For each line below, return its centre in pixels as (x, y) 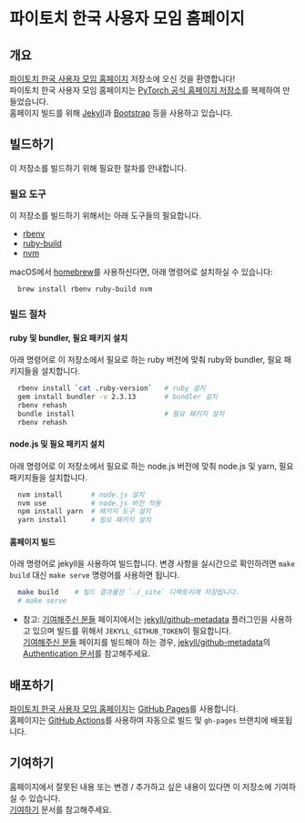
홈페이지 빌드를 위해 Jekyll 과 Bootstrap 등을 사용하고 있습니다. (121, 113)
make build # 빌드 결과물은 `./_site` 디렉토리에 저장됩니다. (129, 592)
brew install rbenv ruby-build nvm (85, 289)
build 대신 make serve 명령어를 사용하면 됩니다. (95, 575)
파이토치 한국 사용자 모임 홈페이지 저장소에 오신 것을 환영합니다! (122, 79)
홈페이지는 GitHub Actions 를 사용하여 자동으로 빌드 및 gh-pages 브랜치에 (139, 720)
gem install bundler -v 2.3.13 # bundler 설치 (118, 396)
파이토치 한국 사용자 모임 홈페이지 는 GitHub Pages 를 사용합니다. (124, 708)
